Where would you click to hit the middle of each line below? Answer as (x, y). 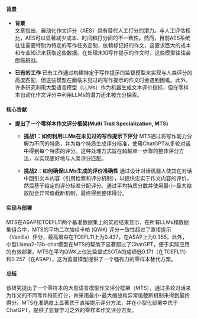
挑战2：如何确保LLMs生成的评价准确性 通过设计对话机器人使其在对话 (108, 171)
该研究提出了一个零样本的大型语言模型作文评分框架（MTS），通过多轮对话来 (98, 288)
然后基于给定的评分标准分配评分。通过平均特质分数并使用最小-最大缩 (108, 185)
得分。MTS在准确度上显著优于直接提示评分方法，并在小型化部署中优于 (92, 302)
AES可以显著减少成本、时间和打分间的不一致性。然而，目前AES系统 (108, 38)
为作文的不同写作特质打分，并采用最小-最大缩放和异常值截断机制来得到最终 (98, 295)
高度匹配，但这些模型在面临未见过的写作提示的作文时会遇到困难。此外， (103, 80)
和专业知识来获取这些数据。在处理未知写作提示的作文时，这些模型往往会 (103, 53)
